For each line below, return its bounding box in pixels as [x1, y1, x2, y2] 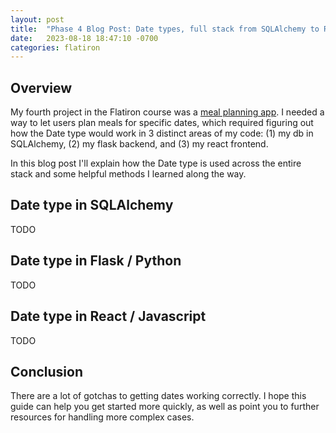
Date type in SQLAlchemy [10, 197, 174, 214]
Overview [10, 79, 73, 96]
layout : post [10, 14, 65, 25]
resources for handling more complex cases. [10, 411, 195, 423]
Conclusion [10, 363, 84, 380]
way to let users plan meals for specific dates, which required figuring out [10, 117, 314, 129]
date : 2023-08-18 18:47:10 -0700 [10, 33, 159, 43]
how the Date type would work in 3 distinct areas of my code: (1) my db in [10, 127, 314, 140]
